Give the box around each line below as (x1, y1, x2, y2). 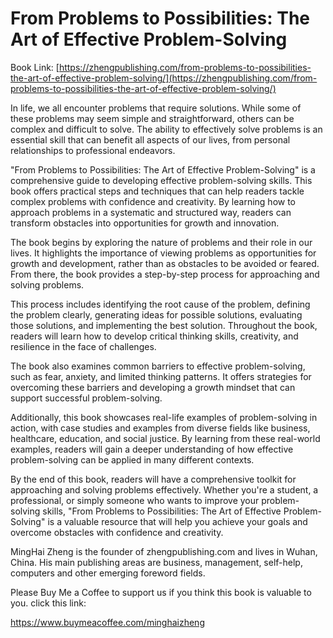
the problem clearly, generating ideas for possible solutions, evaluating (10, 308, 303, 321)
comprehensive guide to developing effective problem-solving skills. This (10, 174, 313, 186)
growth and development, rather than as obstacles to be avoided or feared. (10, 257, 320, 269)
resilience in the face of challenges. (10, 340, 157, 352)
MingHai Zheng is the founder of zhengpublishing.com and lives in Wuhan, (10, 545, 318, 557)
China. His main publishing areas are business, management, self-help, (10, 556, 303, 568)
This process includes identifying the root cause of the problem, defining (10, 298, 311, 310)
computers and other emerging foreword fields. (10, 567, 206, 579)
